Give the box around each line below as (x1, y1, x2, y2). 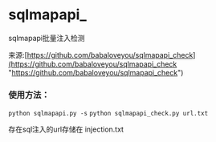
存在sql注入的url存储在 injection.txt (8, 124, 124, 134)
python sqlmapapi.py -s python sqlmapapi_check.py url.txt (8, 110, 209, 118)
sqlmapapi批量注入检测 (8, 33, 86, 43)
